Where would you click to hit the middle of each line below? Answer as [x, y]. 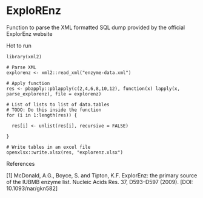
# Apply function [28, 83]
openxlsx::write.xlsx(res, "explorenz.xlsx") [65, 152]
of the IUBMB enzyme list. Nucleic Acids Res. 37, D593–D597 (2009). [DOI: [100, 182]
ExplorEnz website [29, 33]
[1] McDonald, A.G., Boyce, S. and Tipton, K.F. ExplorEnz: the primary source [102, 175]
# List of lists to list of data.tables [58, 104]
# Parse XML [21, 67]
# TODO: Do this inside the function [54, 110]
